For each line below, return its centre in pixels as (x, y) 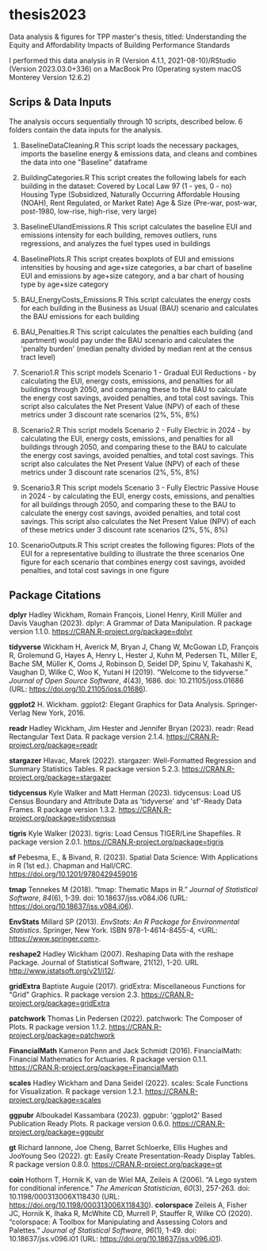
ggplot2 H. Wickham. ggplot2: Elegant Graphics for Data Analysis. (117, 704)
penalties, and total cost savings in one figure (95, 570)
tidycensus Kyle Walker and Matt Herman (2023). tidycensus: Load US (125, 792)
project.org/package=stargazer (60, 777)
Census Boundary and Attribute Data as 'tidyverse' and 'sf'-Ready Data (126, 801)
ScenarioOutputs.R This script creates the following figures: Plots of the (137, 545)
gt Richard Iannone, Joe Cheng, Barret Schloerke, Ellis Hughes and (118, 1147)
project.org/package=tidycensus (63, 818)
